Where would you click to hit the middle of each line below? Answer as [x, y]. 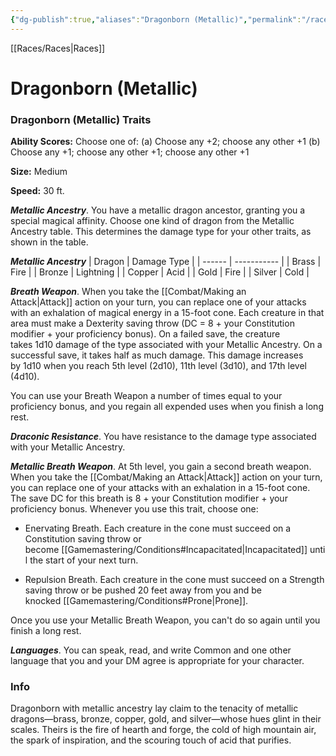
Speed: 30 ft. [37, 191]
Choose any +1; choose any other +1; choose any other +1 [130, 152]
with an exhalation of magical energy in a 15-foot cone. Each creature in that [167, 313]
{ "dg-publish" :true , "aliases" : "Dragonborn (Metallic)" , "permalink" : [156, 19]
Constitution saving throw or [83, 539]
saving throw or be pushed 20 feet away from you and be [143, 590]
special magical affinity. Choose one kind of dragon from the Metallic [152, 221]
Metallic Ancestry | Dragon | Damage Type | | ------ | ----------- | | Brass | [166, 262]
